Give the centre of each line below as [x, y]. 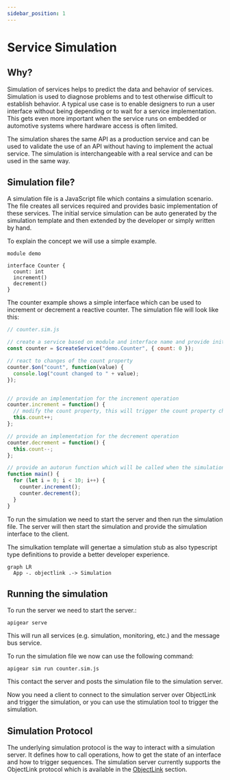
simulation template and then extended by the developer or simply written [111, 221]
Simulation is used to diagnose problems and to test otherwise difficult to [110, 96]
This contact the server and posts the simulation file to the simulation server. [115, 682]
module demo [24, 254]
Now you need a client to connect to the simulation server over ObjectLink [112, 695]
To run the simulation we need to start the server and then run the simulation [115, 519]
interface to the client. [38, 534]
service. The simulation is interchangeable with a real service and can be [110, 153]
